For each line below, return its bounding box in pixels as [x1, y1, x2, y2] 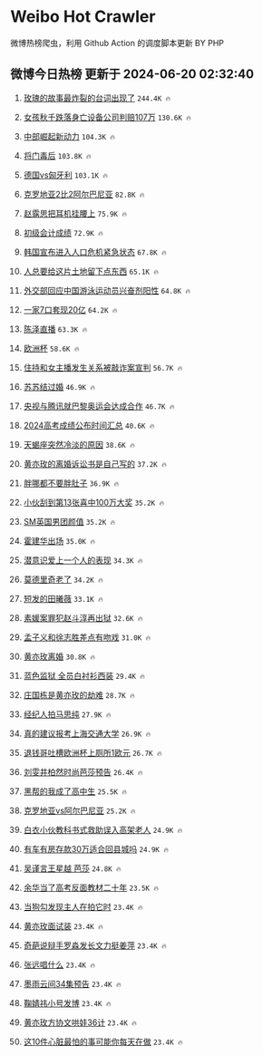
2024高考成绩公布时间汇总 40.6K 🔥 [23, 420, 155, 431]
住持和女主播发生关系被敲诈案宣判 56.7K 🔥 [23, 362, 183, 373]
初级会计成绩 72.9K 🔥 [23, 227, 103, 237]
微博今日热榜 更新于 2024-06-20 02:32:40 [10, 66, 255, 82]
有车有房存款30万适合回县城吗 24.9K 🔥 [23, 843, 169, 854]
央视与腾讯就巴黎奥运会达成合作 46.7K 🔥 [23, 401, 175, 411]
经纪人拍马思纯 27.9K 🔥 [23, 709, 112, 720]
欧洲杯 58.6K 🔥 [23, 343, 80, 353]
